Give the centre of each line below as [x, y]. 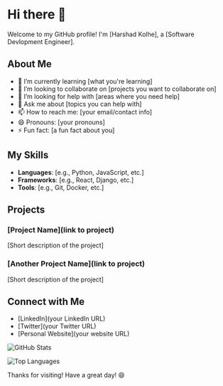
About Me [29, 64]
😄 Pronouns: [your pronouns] [61, 122]
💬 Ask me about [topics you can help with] [80, 104]
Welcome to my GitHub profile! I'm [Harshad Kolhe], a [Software [101, 34]
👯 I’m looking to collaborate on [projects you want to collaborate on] [117, 89]
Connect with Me [46, 301]
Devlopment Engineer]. [41, 41]
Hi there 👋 [37, 15]
